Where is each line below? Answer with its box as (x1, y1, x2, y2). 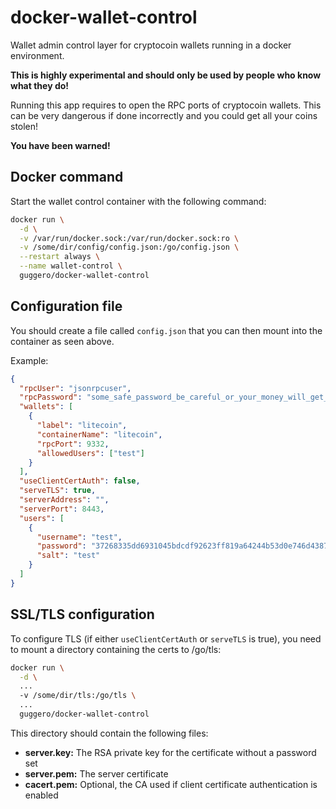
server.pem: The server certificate (24, 767, 169, 780)
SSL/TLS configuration (10, 606, 155, 623)
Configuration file (10, 298, 123, 315)
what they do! (10, 79, 70, 91)
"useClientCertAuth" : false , (19, 476, 141, 486)
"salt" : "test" (36, 551, 101, 561)
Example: (10, 354, 49, 366)
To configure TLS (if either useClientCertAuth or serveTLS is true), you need (10, 632, 322, 645)
